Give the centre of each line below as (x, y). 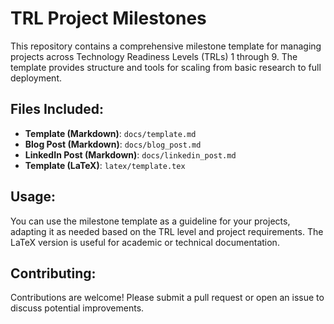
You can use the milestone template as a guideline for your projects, (150, 221)
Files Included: (57, 109)
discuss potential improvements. (77, 308)
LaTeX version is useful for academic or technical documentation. (145, 242)
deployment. (36, 78)
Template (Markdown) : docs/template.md (110, 133)
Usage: (33, 197)
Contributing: (53, 273)
